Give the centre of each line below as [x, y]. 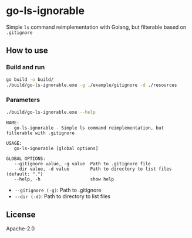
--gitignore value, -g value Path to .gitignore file [82, 164]
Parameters [23, 100]
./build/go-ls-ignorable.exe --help [51, 112]
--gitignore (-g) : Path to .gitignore [58, 190]
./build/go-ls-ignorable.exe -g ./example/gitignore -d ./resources [92, 85]
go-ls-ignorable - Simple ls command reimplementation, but [89, 128]
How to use [27, 51]
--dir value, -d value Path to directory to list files [93, 169]
